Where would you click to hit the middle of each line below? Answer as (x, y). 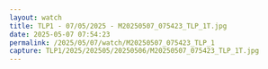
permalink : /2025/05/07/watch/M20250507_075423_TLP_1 (112, 43)
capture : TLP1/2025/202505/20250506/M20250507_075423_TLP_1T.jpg (134, 51)
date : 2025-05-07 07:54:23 (60, 34)
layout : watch (36, 17)
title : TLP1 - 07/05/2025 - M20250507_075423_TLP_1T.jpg (118, 26)
